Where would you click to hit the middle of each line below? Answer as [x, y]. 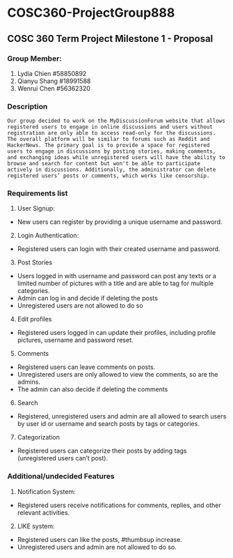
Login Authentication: [48, 236]
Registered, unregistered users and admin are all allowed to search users [122, 416]
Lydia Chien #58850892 [52, 73]
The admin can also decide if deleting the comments [93, 389]
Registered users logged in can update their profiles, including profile [116, 333]
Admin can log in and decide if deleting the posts [88, 299]
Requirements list [38, 193]
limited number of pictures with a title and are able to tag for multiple [115, 283]
